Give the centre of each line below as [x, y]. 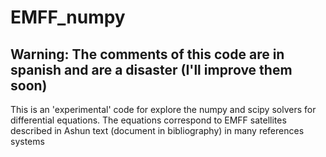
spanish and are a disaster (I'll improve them [151, 69]
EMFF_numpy [68, 17]
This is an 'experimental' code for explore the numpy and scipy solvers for [163, 109]
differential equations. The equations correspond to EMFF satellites [148, 120]
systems [27, 141]
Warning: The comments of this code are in [147, 54]
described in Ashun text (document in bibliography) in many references [157, 130]
